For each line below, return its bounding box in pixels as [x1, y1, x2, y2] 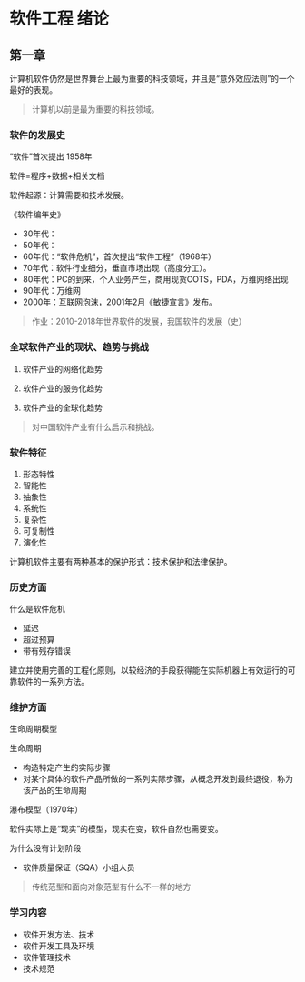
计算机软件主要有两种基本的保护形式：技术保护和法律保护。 [9, 556, 232, 566]
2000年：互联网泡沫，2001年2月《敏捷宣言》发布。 [22, 296, 218, 307]
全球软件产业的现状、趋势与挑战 [9, 341, 150, 354]
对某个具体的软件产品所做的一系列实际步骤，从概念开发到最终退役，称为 [22, 774, 293, 785]
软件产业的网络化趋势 [22, 363, 103, 374]
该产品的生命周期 [22, 785, 87, 796]
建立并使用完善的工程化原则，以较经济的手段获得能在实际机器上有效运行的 [9, 665, 288, 676]
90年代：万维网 [22, 286, 82, 296]
